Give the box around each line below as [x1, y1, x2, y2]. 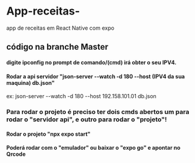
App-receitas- [6, 4, 80, 18]
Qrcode [6, 150, 26, 158]
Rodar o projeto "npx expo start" [6, 130, 91, 138]
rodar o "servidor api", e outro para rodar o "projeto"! [6, 115, 168, 124]
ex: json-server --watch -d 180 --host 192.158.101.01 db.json [6, 93, 157, 100]
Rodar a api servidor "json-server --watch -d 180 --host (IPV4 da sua [6, 73, 185, 80]
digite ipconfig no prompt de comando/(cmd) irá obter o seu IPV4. [6, 59, 177, 66]
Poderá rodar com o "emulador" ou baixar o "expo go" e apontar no [6, 144, 181, 151]
